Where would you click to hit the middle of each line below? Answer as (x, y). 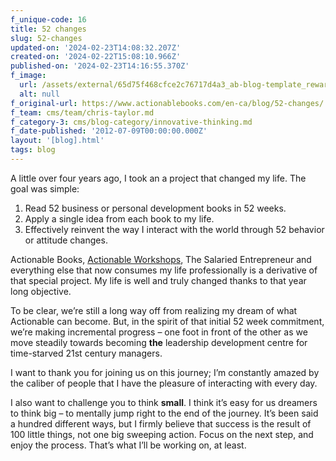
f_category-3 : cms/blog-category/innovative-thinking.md (131, 122)
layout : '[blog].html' (57, 141)
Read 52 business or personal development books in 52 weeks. (155, 208)
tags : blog (33, 150)
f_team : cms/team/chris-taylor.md (82, 112)
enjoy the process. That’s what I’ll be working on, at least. (128, 445)
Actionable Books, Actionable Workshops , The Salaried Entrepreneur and (161, 259)
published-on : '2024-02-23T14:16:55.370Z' (100, 66)
